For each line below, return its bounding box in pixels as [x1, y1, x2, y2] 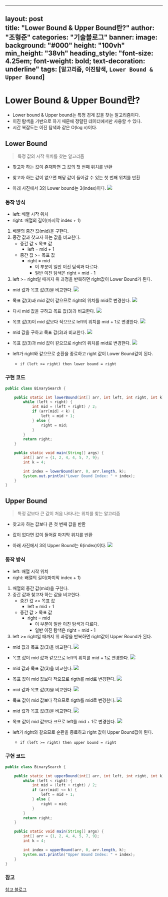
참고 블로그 [5, 886, 27, 892]
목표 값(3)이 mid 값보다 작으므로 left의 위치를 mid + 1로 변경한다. [12, 319, 139, 325]
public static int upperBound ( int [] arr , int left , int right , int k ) [14, 773, 164, 778]
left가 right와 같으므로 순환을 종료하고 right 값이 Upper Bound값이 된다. [12, 729, 153, 735]
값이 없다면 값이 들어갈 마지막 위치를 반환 [12, 532, 93, 538]
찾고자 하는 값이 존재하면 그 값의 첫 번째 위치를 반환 [12, 164, 112, 170]
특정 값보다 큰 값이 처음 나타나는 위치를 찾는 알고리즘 [17, 511, 120, 517]
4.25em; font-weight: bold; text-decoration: [5, 57, 145, 66]
